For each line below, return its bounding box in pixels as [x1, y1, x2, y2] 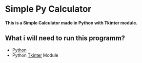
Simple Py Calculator [5, 3, 92, 15]
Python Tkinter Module [12, 52, 59, 58]
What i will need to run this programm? [5, 34, 125, 42]
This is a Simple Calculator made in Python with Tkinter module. [5, 20, 138, 25]
